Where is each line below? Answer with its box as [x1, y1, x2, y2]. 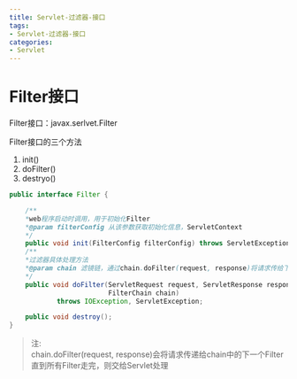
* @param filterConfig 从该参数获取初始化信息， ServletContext [25, 222, 243, 231]
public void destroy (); [25, 313, 113, 321]
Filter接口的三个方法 [9, 136, 82, 147]
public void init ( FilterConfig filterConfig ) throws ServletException [25, 239, 291, 248]
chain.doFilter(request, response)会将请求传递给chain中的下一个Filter [30, 349, 285, 360]
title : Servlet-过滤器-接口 [9, 12, 106, 22]
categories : [9, 37, 53, 47]
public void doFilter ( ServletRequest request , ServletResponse [25, 280, 263, 289]
